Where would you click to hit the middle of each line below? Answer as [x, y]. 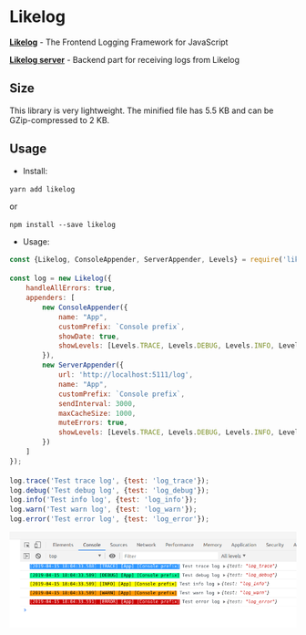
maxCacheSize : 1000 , [97, 413]
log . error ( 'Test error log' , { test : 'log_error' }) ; [109, 519]
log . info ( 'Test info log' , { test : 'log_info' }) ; [103, 500]
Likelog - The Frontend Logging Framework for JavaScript [119, 42]
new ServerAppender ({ [83, 365]
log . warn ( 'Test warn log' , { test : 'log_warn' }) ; [103, 510]
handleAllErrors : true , [71, 288]
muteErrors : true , [93, 423]
